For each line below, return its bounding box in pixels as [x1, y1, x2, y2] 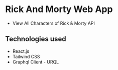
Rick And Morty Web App [5, 4, 113, 15]
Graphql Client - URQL [12, 59, 59, 65]
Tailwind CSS [12, 53, 40, 59]
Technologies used [5, 35, 66, 43]
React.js [12, 48, 30, 54]
